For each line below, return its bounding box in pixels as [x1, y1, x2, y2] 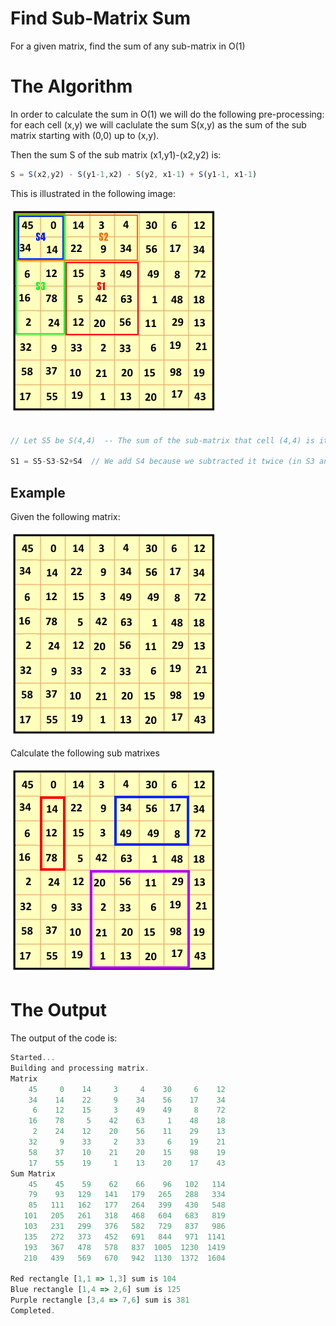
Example [10, 484, 66, 501]
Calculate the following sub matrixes [10, 747, 160, 759]
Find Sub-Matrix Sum [10, 7, 192, 30]
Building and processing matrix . [10, 1063, 150, 1073]
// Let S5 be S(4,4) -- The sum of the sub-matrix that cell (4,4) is [10, 435, 315, 446]
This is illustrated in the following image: [10, 187, 177, 199]
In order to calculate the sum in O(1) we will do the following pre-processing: [10, 108, 325, 120]
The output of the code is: [10, 1032, 118, 1044]
